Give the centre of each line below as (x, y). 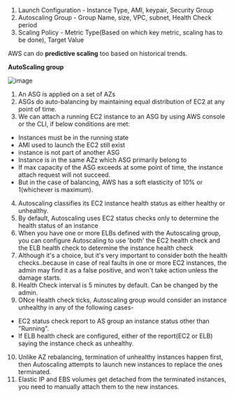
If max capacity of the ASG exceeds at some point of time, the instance (120, 167)
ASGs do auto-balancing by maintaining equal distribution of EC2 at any (122, 102)
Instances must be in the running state (73, 137)
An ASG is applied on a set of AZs (67, 94)
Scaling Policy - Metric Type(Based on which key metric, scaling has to (120, 32)
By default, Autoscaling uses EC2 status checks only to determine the (118, 218)
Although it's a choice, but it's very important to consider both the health (123, 255)
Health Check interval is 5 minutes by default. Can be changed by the (118, 285)
